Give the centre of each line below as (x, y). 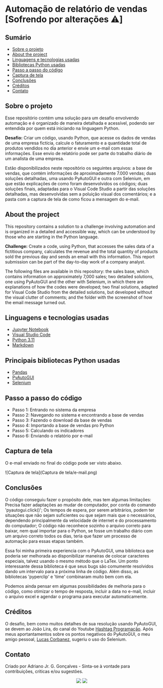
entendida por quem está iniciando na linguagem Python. (62, 128)
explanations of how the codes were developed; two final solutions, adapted (81, 287)
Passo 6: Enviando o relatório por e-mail (52, 436)
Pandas (20, 372)
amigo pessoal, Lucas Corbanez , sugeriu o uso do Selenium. (66, 639)
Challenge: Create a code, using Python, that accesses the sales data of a (80, 246)
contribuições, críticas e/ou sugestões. (44, 671)
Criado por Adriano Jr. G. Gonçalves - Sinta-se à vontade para (68, 666)
